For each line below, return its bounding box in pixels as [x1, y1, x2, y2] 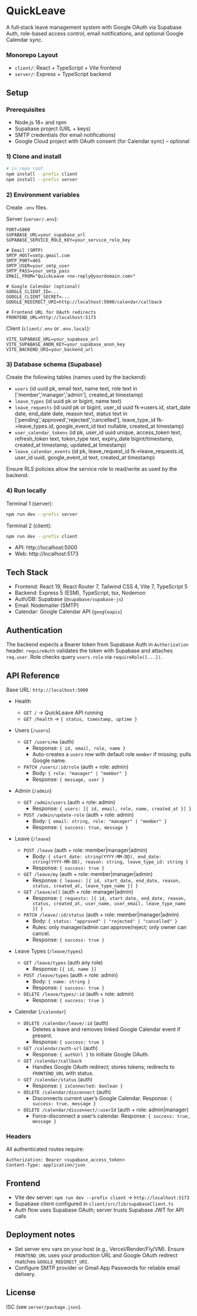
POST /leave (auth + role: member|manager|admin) [23, 846, 147, 854]
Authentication [6, 625, 63, 635]
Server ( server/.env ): [6, 215, 58, 222]
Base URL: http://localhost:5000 [6, 686, 88, 693]
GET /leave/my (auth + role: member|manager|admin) [23, 870, 153, 877]
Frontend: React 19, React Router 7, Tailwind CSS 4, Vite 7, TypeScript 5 [14, 583, 188, 590]
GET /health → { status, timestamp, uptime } [23, 715, 137, 722]
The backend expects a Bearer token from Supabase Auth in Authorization [6, 641, 189, 648]
